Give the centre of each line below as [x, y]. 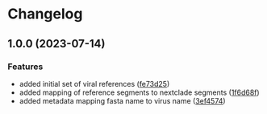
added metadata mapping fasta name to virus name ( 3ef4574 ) [123, 100]
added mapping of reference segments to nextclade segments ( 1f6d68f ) [139, 92]
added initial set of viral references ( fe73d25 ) [94, 83]
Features [25, 67]
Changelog [45, 14]
